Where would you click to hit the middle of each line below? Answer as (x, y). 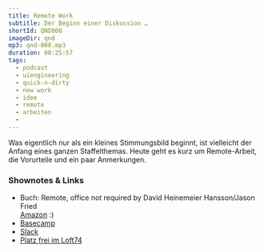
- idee (26, 98)
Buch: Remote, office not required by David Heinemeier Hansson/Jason (137, 198)
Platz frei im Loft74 (51, 240)
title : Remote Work (41, 16)
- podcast (32, 68)
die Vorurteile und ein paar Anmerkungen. (77, 159)
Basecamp (38, 223)
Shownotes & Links (46, 180)
